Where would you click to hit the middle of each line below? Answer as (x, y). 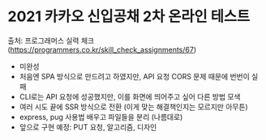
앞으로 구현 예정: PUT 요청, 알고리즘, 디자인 (88, 127)
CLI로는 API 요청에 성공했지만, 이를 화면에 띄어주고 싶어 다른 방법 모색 (130, 96)
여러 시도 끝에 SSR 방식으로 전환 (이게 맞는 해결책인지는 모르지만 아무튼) (133, 107)
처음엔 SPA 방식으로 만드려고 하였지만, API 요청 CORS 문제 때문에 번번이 (135, 76)
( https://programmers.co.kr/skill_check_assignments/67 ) (102, 49)
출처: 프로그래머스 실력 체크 (51, 40)
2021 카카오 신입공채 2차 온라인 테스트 (129, 17)
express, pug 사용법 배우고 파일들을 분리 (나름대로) (101, 117)
